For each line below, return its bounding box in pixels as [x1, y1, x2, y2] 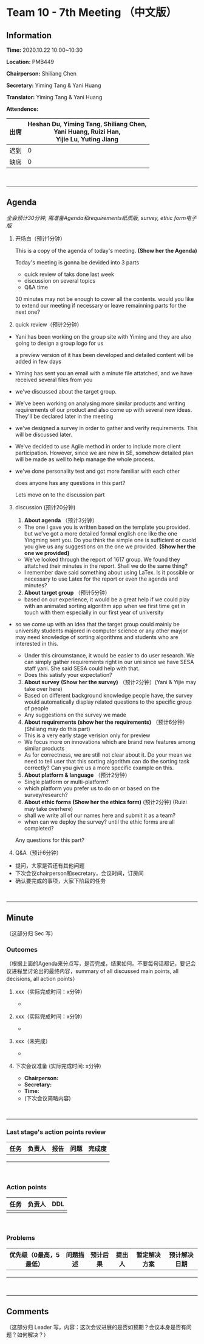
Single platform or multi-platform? [24, 778, 109, 785]
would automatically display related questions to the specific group [24, 698, 192, 706]
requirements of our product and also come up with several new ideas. [15, 406, 192, 413]
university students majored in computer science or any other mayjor [15, 627, 188, 634]
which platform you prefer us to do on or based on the [24, 784, 160, 792]
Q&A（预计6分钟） [15, 849, 62, 856]
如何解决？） [16, 1331, 49, 1338]
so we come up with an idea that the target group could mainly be [15, 620, 180, 628]
